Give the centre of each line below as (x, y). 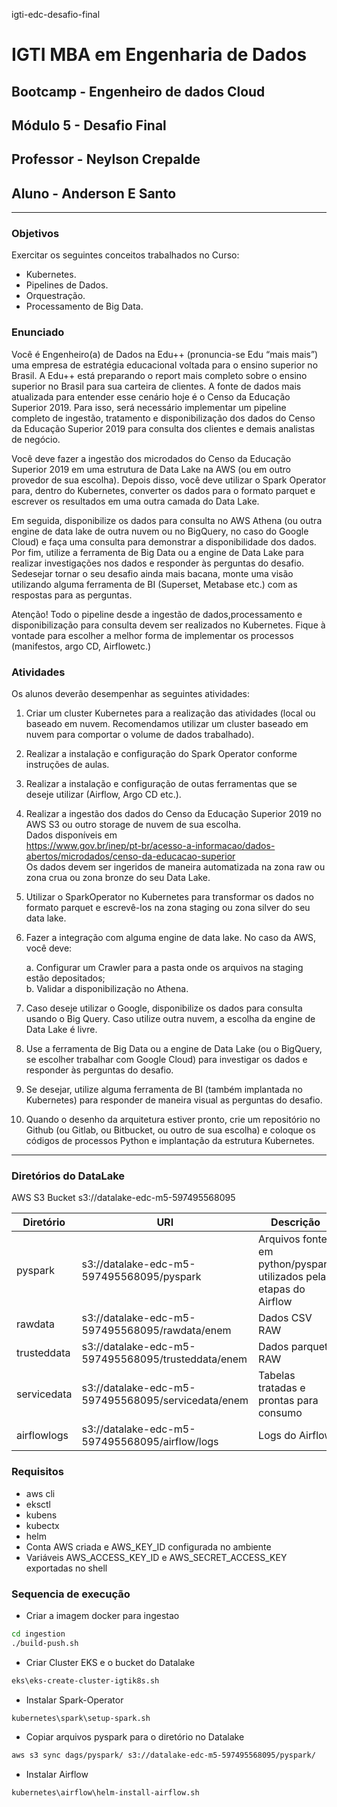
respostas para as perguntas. (72, 595)
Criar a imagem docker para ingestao (102, 1615)
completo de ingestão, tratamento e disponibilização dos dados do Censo (163, 418)
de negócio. (36, 439)
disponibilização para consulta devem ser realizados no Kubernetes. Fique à (168, 625)
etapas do (282, 1289)
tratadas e (282, 1388)
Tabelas (277, 1376)
